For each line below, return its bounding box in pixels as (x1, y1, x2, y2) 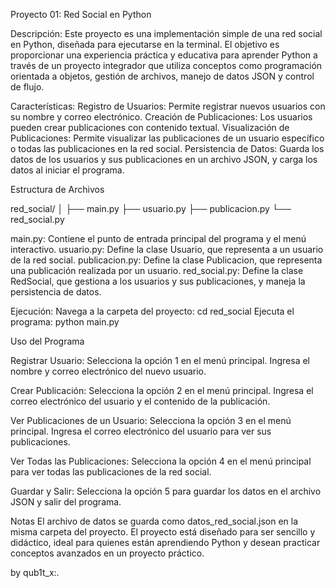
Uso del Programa (10, 335, 85, 347)
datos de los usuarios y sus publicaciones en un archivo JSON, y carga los (10, 154, 318, 165)
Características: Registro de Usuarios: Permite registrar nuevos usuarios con (10, 100, 326, 112)
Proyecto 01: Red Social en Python (10, 9, 152, 20)
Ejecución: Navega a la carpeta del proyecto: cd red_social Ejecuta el (10, 305, 295, 317)
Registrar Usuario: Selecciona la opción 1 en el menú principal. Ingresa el (10, 355, 310, 366)
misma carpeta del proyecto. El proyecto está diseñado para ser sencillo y (10, 526, 316, 538)
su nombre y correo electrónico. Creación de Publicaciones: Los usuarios (10, 111, 313, 123)
